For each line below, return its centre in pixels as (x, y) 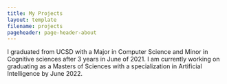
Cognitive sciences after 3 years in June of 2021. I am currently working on (113, 59)
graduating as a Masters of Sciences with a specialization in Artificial (105, 66)
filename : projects (35, 26)
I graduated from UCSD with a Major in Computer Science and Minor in (108, 52)
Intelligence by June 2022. (45, 74)
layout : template (32, 20)
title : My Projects (35, 13)
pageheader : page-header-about (52, 32)
